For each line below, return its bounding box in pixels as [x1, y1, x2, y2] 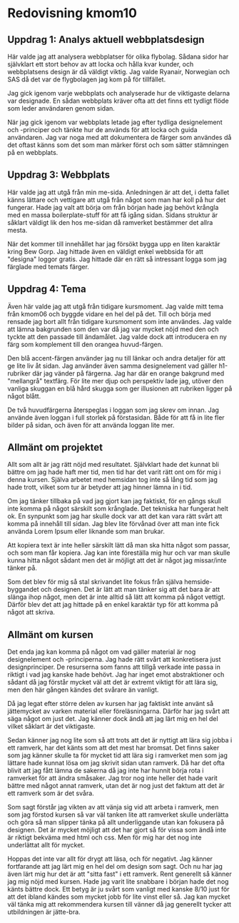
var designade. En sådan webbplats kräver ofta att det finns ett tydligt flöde [7, 96, 230, 105]
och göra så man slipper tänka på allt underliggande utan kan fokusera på [7, 818, 225, 827]
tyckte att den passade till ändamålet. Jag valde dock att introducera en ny [7, 332, 227, 341]
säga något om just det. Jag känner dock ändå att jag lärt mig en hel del [7, 715, 219, 723]
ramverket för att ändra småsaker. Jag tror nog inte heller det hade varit [7, 774, 218, 782]
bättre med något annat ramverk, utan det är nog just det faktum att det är [7, 782, 225, 790]
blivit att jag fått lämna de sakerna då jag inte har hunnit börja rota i [7, 766, 205, 775]
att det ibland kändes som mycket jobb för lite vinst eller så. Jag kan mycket [7, 892, 230, 901]
